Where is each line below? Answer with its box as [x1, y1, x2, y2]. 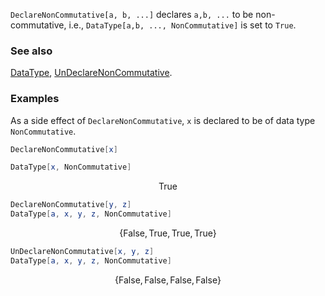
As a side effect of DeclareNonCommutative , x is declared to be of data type [10, 114, 316, 126]
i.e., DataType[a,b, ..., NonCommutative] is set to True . [68, 19, 297, 31]
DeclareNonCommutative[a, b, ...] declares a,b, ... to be [10, 9, 254, 20]
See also [10, 44, 53, 58]
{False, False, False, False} [114, 274, 222, 286]
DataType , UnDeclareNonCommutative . [10, 67, 173, 79]
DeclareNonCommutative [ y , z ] [10, 200, 132, 210]
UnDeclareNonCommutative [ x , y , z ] [10, 247, 155, 257]
